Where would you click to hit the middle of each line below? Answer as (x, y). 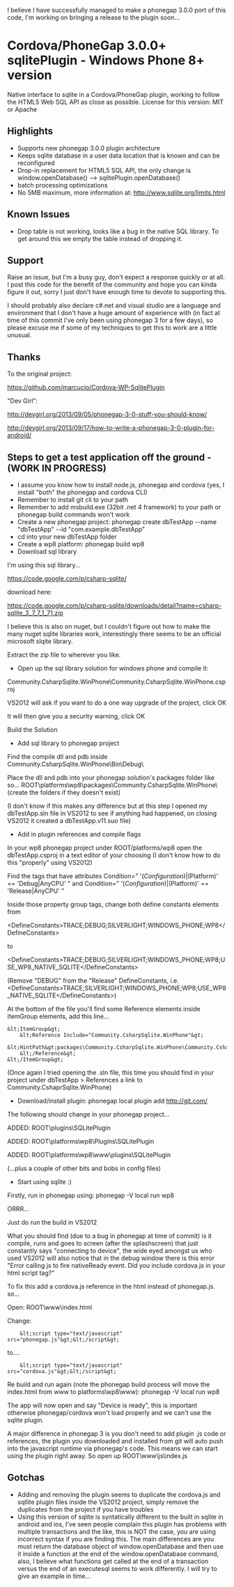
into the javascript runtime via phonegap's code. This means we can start (112, 1448)
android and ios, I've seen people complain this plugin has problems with (122, 1524)
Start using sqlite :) (44, 1182)
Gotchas (26, 1478)
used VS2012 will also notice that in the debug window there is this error (111, 1258)
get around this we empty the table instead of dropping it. (100, 238)
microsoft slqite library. (40, 641)
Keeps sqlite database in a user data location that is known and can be (119, 155)
